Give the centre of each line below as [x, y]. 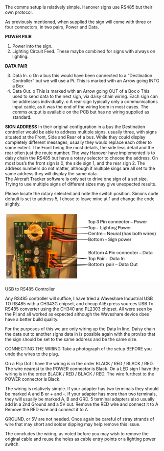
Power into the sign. [32, 46]
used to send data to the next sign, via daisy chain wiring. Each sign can [85, 96]
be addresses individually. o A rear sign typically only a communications [85, 102]
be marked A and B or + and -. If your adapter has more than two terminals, [81, 394]
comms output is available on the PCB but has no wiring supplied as [81, 112]
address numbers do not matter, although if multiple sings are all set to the [80, 168]
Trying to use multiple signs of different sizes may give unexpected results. [81, 184]
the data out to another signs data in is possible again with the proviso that [80, 334]
